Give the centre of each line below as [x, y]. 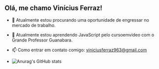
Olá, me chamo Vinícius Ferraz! [54, 8]
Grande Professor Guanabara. [42, 40]
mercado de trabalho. [34, 25]
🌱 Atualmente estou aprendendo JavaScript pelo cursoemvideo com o [83, 34]
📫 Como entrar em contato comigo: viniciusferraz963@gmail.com [79, 50]
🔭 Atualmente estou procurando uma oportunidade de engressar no [80, 20]
